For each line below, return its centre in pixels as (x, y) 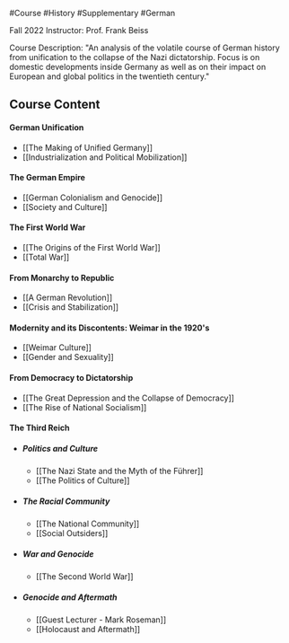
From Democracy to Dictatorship (71, 378)
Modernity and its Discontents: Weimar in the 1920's (109, 328)
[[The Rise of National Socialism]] (84, 407)
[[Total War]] (46, 257)
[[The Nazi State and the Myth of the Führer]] (119, 471)
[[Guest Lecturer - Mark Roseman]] (101, 620)
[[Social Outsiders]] (72, 533)
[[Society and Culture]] (65, 207)
